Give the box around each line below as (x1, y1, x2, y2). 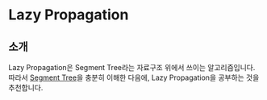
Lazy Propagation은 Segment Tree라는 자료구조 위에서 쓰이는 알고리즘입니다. (8, 63, 256, 72)
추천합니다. (8, 83, 44, 92)
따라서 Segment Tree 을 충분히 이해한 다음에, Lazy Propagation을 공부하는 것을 (8, 73, 260, 82)
